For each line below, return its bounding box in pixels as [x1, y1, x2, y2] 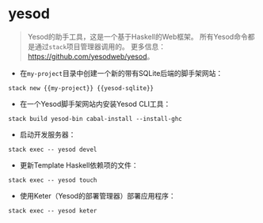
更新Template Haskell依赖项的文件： [19, 160, 139, 170]
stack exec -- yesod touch [8, 176, 97, 184]
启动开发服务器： [19, 130, 76, 139]
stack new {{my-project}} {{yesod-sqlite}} [8, 84, 154, 92]
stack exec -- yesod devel [8, 146, 97, 153]
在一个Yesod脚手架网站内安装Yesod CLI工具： [19, 99, 171, 108]
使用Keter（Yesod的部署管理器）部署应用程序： [19, 191, 176, 200]
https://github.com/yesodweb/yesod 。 [27, 51, 154, 61]
